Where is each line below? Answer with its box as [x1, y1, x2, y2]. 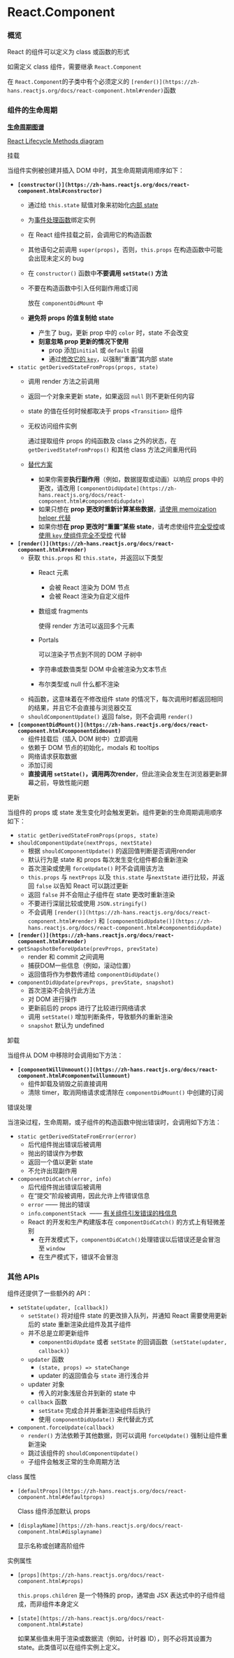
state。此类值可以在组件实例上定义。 [17, 1643, 124, 1652]
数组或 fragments [38, 606, 89, 615]
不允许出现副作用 [27, 1166, 78, 1175]
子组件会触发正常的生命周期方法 [27, 1458, 120, 1466]
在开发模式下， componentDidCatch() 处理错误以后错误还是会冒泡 [38, 1235, 221, 1243]
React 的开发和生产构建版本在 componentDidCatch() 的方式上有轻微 [27, 1218, 219, 1226]
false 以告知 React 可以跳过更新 [36, 882, 129, 890]
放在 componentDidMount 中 [27, 298, 103, 307]
